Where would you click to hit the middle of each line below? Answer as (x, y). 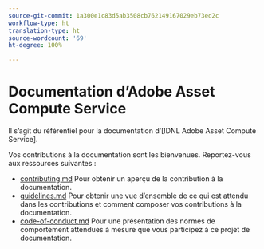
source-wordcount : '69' (48, 38)
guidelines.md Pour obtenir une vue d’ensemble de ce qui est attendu (134, 196)
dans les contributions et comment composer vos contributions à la (130, 204)
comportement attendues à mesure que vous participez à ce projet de (135, 230)
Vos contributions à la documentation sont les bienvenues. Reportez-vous (130, 155)
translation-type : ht (44, 30)
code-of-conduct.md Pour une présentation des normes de (117, 221)
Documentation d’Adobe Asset (112, 92)
